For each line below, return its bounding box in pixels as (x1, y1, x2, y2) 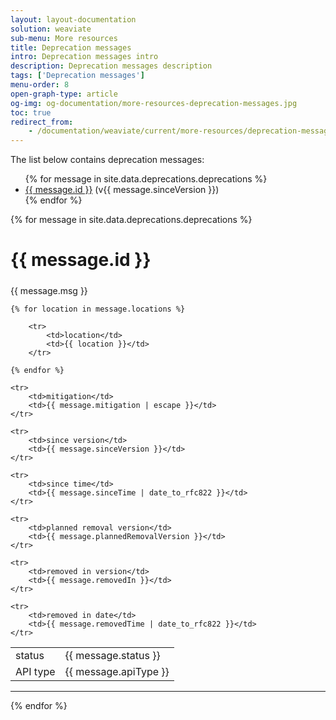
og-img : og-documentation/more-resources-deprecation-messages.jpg (10, 98, 298, 108)
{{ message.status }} (64, 648, 161, 662)
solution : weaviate (10, 24, 92, 34)
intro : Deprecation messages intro (10, 52, 159, 62)
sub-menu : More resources (10, 33, 118, 43)
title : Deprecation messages (10, 42, 132, 53)
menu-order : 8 (10, 80, 70, 90)
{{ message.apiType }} (64, 664, 170, 678)
